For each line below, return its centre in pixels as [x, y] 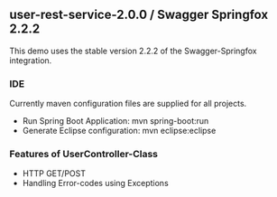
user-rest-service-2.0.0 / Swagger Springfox [139, 15]
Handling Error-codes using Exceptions [95, 183]
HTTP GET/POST [54, 174]
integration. [31, 60]
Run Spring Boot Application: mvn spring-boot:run [115, 121]
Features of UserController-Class [84, 155]
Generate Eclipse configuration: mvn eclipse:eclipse [119, 131]
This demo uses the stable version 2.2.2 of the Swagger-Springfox [133, 51]
